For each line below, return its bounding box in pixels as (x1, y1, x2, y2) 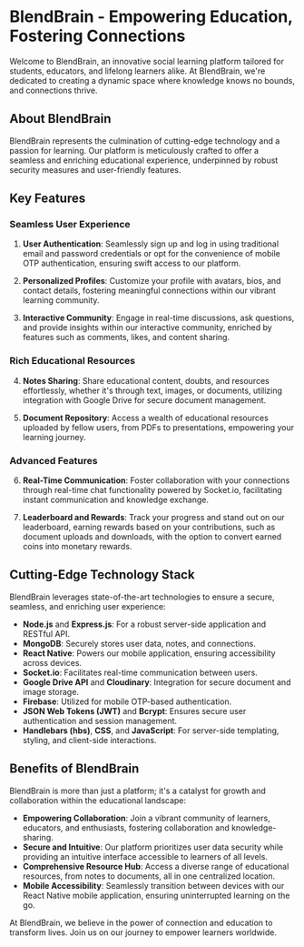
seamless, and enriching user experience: (9, 600, 166, 611)
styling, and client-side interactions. (22, 734, 157, 745)
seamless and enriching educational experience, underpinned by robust (9, 155, 279, 166)
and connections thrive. (9, 85, 98, 96)
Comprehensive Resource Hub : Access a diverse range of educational (22, 861, 289, 871)
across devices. (22, 657, 83, 668)
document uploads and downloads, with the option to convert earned (22, 531, 282, 542)
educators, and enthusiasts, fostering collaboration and (22, 821, 230, 833)
